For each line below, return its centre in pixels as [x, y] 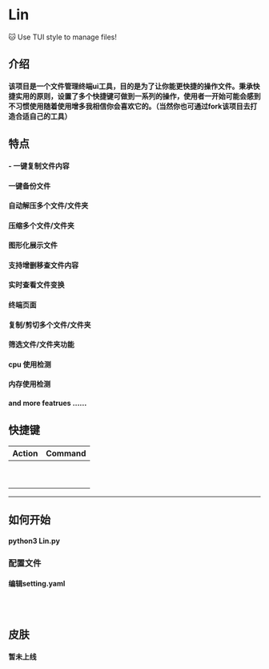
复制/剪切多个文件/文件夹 [50, 324]
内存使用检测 [29, 384]
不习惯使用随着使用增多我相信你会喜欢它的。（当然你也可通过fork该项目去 [129, 106]
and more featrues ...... [48, 403]
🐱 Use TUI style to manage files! [63, 37]
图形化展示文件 [33, 245]
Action [25, 453]
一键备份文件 [29, 185]
